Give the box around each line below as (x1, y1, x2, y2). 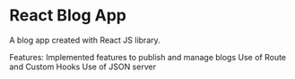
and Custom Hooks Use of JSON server (9, 61, 157, 72)
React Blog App (9, 5, 127, 26)
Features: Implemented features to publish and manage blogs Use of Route (9, 51, 287, 62)
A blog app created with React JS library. (9, 35, 161, 45)
